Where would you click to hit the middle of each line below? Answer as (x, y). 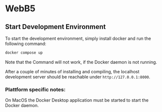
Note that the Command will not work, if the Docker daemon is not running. (81, 62)
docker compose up (24, 53)
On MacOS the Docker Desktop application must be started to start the (77, 100)
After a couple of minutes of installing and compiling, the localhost (72, 71)
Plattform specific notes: (35, 89)
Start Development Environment (55, 27)
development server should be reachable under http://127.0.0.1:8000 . (78, 77)
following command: (26, 44)
